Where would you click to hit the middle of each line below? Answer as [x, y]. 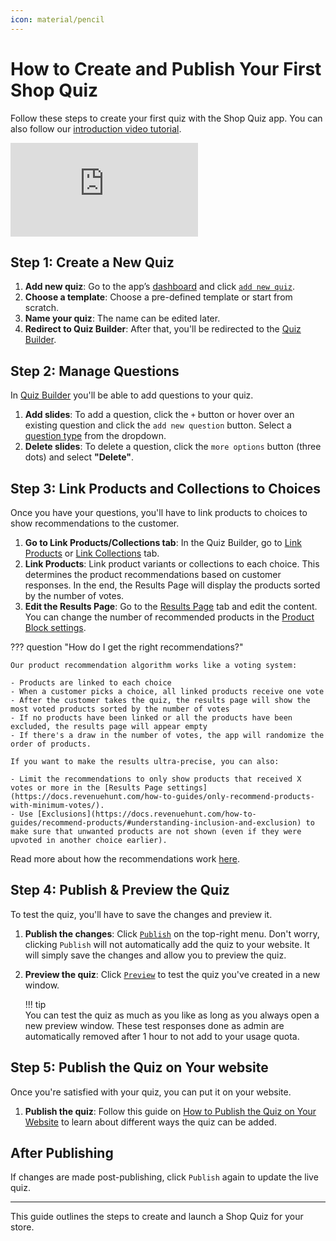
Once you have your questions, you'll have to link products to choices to [159, 512]
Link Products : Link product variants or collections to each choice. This [172, 564]
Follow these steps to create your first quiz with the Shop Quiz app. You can [166, 118]
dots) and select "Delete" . [79, 457]
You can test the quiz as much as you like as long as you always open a [172, 1015]
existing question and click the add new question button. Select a [158, 425]
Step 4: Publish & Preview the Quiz [120, 890]
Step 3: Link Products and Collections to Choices [166, 488]
